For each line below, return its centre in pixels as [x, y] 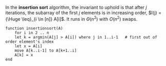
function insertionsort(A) [34, 28]
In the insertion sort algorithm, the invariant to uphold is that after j [76, 7]
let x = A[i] [29, 46]
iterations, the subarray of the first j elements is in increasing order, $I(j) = [84, 13]
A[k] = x [24, 55]
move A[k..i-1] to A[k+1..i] [46, 50]
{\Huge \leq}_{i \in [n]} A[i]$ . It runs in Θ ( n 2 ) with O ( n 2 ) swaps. [71, 19]
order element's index [30, 42]
